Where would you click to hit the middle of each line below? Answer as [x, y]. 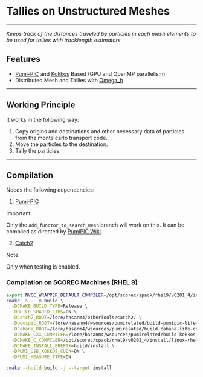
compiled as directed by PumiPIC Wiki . [54, 232]
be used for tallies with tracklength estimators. [64, 40]
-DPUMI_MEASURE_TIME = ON [41, 357]
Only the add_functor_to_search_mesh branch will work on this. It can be [95, 225]
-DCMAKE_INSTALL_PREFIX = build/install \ [63, 346]
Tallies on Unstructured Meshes [88, 11]
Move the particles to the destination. [61, 144]
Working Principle [41, 105]
